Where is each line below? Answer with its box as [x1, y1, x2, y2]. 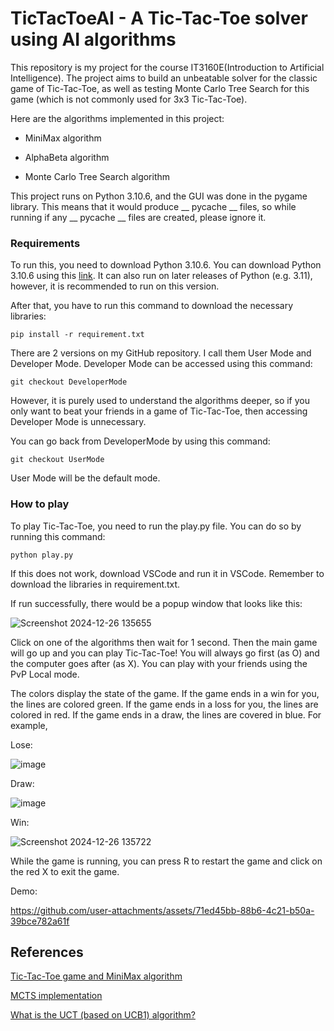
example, [10, 719, 48, 731]
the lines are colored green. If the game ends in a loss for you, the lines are [10, 698, 319, 710]
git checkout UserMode [10, 455, 105, 465]
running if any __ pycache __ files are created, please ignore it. [10, 211, 267, 223]
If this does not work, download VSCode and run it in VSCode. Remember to [10, 567, 325, 579]
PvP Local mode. [10, 668, 80, 680]
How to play [10, 497, 70, 511]
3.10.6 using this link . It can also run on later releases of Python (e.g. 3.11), [10, 270, 313, 282]
